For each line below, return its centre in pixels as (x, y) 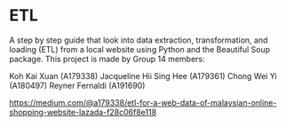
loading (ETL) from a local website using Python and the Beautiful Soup (140, 49)
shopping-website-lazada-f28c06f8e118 (83, 112)
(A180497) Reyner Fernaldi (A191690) (77, 85)
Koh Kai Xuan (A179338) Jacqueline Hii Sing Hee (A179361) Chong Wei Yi (143, 75)
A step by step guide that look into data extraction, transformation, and (139, 40)
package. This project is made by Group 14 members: (107, 59)
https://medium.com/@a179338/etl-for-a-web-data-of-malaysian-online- (143, 102)
